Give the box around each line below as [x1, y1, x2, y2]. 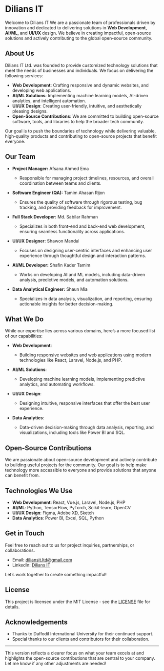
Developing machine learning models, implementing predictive [19, 376, 145, 382]
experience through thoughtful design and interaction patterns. [19, 253, 146, 259]
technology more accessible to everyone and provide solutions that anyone [5, 467, 157, 473]
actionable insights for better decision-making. [19, 301, 114, 306]
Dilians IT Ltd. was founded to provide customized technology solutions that [5, 62, 158, 68]
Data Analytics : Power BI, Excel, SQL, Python [12, 515, 104, 521]
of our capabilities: [5, 333, 43, 339]
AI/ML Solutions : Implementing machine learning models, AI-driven [12, 92, 148, 98]
